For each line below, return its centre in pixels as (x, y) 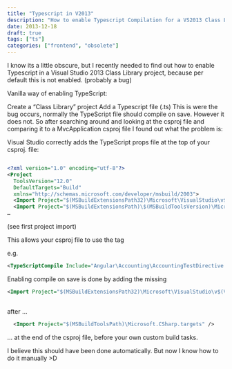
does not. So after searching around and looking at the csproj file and (106, 121)
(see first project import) (42, 226)
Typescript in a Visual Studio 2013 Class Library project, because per (105, 73)
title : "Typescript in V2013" (51, 13)
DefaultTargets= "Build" (47, 187)
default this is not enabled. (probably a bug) (70, 80)
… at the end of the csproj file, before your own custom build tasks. (103, 337)
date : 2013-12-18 (32, 26)
